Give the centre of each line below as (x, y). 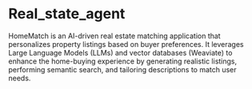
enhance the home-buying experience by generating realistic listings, (123, 61)
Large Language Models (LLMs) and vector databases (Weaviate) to (120, 52)
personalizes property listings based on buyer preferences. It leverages (126, 44)
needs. (20, 78)
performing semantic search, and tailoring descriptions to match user (123, 69)
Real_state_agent (67, 14)
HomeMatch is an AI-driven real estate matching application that (115, 36)
